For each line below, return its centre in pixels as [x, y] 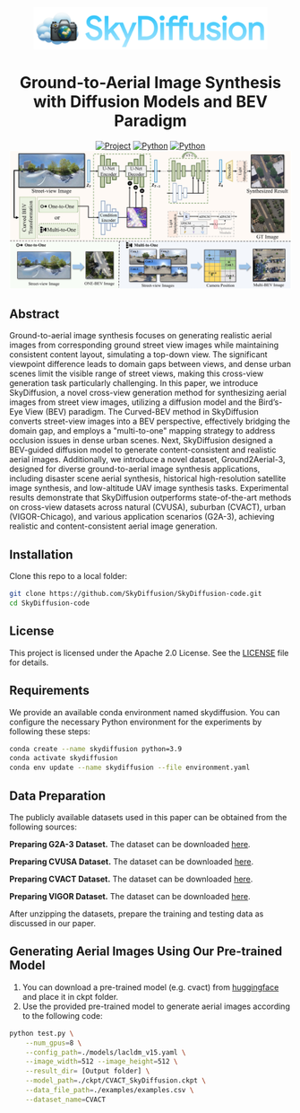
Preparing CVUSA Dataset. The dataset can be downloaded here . [132, 861]
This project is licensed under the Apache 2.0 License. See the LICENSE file [149, 653]
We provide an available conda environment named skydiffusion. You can [145, 712]
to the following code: [62, 1015]
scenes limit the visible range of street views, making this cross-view [137, 373]
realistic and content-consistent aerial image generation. [113, 526]
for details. [29, 662]
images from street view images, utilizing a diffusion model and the [133, 402]
